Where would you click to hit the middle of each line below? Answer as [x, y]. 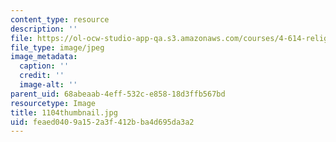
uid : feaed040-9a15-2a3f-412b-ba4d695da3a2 [102, 122]
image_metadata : [44, 57]
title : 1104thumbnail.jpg [64, 112]
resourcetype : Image [53, 103]
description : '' [44, 29]
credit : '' [42, 76]
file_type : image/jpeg [57, 47]
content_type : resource [60, 19]
